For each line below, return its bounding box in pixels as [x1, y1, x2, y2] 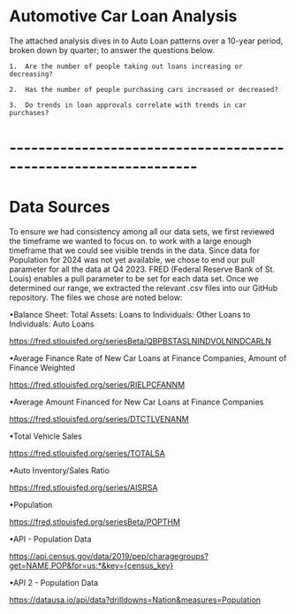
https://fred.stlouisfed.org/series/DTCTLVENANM [9, 414, 189, 425]
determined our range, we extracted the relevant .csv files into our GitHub [9, 283, 278, 294]
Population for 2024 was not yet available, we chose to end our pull [9, 255, 254, 265]
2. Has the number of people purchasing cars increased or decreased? [9, 85, 278, 94]
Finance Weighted [9, 363, 75, 373]
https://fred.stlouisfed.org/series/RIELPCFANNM [9, 380, 186, 390]
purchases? [9, 108, 49, 117]
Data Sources [9, 197, 110, 218]
